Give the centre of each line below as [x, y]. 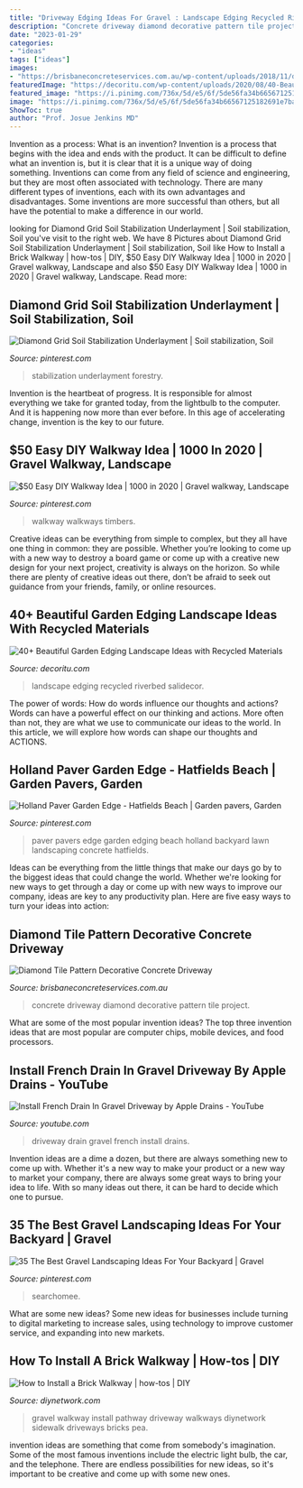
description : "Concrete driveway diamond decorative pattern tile [137, 26]
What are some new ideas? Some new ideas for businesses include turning [149, 1313]
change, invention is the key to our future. [87, 421]
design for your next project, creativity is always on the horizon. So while [145, 567]
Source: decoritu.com [50, 668]
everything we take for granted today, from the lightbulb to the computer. [145, 402]
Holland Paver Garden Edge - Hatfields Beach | [143, 769]
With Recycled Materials [80, 629]
